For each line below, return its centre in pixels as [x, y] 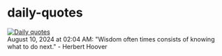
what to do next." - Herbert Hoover [57, 46]
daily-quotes [45, 13]
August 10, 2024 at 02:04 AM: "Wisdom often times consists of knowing [111, 39]
